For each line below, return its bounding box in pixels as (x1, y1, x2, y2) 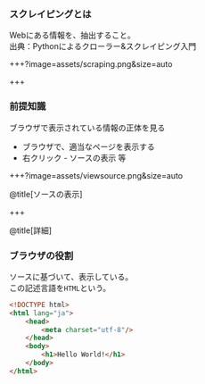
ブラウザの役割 (9, 249, 74, 262)
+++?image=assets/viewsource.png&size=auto (9, 170, 184, 180)
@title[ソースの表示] (9, 188, 83, 199)
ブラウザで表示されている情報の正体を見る (9, 122, 166, 133)
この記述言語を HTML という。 (9, 282, 111, 293)
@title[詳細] (9, 225, 52, 236)
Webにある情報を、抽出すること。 (9, 29, 135, 41)
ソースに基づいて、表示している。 (9, 271, 134, 282)
